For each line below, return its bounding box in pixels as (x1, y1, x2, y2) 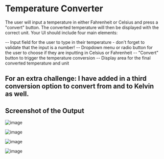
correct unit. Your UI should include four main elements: (5, 30, 118, 35)
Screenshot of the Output (5, 106, 85, 115)
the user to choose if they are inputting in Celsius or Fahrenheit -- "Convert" (5, 50, 159, 56)
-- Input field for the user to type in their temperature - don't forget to (5, 39, 145, 45)
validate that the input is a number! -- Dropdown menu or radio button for (5, 44, 153, 50)
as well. (5, 90, 29, 98)
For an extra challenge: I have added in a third (5, 74, 147, 83)
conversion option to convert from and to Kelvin (5, 82, 154, 91)
